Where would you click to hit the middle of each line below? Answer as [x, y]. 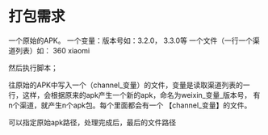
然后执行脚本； [33, 67]
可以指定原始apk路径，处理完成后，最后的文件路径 [92, 122]
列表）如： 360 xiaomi [52, 50]
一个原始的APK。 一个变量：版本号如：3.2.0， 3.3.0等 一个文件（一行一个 [131, 40]
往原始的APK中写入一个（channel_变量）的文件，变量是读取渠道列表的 [126, 85]
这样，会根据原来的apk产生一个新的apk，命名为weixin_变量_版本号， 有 [141, 95]
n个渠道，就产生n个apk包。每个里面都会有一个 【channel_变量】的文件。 [130, 105]
